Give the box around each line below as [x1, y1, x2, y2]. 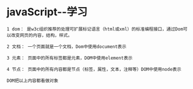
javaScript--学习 [6, 5, 87, 19]
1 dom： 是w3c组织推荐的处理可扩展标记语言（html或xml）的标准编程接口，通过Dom [6, 26, 184, 32]
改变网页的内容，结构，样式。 [11, 32, 73, 38]
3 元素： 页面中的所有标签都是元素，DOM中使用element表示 [6, 55, 133, 61]
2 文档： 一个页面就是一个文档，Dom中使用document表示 [6, 43, 127, 50]
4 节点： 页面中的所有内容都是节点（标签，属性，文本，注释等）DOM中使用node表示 [6, 66, 181, 72]
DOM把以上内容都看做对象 [6, 77, 59, 84]
